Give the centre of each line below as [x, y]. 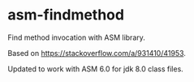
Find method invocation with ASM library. [76, 37]
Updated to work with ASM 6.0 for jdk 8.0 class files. [95, 69]
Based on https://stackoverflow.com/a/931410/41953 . [97, 53]
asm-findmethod [66, 15]
